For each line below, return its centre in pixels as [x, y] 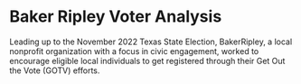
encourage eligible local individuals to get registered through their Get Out [147, 61]
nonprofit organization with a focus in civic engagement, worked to [134, 51]
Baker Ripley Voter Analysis [116, 17]
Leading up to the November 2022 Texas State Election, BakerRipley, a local [151, 42]
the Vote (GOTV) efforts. [55, 70]
